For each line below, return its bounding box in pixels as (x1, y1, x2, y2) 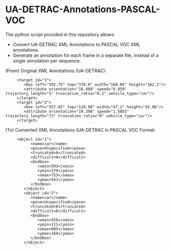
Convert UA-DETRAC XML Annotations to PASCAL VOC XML (12, 41, 141, 47)
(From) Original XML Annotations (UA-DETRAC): (5, 68, 106, 74)
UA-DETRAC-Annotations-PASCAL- (5, 4, 160, 15)
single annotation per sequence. (12, 57, 81, 64)
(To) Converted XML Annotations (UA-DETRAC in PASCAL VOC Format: (5, 127, 156, 133)
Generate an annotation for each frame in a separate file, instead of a (12, 52, 159, 58)
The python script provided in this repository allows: (5, 31, 115, 37)
